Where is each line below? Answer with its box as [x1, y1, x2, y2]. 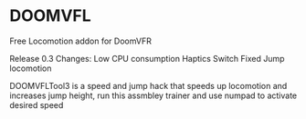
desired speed [9, 99, 64, 110]
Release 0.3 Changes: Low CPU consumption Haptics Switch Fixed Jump [9, 53, 285, 64]
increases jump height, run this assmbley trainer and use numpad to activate [9, 90, 298, 101]
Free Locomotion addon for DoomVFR [9, 35, 153, 46]
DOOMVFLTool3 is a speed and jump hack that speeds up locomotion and [9, 80, 288, 91]
